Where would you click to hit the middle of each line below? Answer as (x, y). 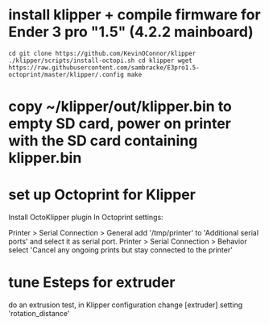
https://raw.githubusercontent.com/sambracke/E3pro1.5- (104, 67)
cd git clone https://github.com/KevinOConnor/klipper (102, 53)
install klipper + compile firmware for (134, 15)
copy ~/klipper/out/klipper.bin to (120, 107)
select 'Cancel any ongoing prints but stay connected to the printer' (121, 250)
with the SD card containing (103, 141)
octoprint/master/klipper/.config (66, 74)
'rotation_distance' (39, 313)
